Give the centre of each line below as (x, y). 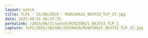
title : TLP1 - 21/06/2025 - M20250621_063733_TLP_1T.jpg (65, 14)
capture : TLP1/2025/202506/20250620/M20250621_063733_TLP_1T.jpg (74, 28)
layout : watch (20, 10)
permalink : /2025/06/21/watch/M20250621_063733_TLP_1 (62, 23)
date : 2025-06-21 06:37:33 (33, 19)
